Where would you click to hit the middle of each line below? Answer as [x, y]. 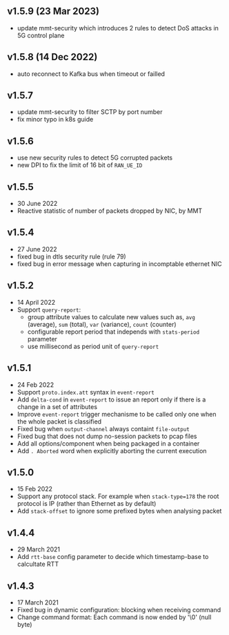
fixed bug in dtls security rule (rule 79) [71, 256]
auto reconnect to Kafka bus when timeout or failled [91, 74]
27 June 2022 [37, 249]
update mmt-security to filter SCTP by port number [90, 112]
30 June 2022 [37, 204]
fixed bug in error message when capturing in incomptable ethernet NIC [119, 264]
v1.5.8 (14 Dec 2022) [52, 57]
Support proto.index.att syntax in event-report [86, 392]
